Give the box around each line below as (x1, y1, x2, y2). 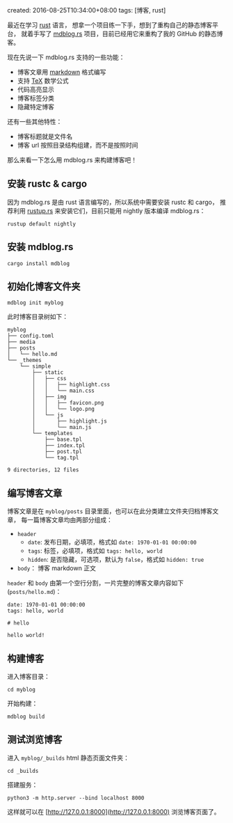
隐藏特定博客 (17, 103, 54, 111)
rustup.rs (26, 206, 54, 214)
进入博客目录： (7, 673, 50, 681)
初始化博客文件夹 (7, 281, 81, 292)
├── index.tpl (44, 442, 86, 449)
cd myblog (7, 687, 36, 693)
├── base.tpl (44, 436, 82, 444)
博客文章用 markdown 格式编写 (17, 68, 106, 76)
